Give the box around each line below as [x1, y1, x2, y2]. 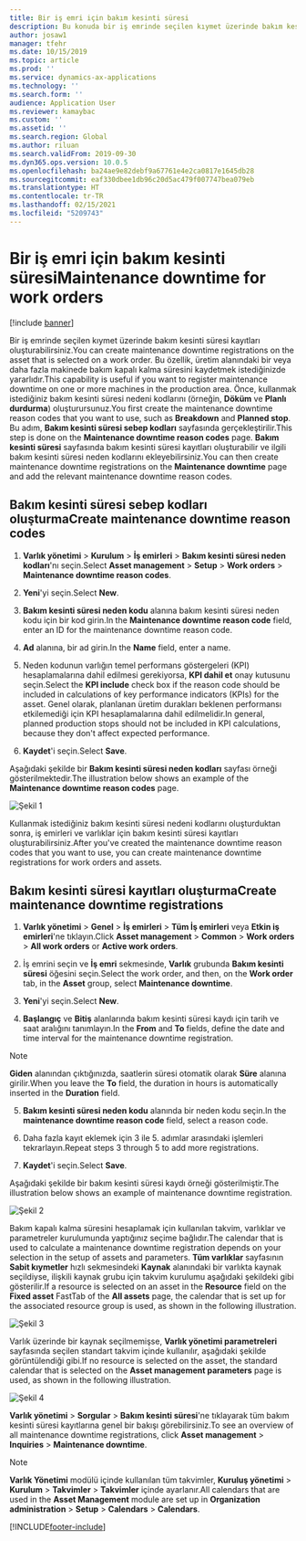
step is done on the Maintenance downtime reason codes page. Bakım [9, 431, 280, 443]
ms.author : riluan [9, 141, 79, 150]
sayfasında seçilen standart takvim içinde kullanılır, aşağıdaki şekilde [9, 1346, 267, 1356]
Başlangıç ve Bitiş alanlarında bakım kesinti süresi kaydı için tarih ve [22, 1013, 280, 1024]
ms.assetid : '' [9, 124, 67, 133]
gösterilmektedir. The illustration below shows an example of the [9, 773, 249, 784]
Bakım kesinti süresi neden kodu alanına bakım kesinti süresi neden [22, 605, 280, 616]
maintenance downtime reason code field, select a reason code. [22, 1115, 269, 1126]
